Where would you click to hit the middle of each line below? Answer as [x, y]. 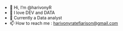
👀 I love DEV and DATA [32, 13]
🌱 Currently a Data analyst [36, 18]
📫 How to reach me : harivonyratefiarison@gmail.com [64, 23]
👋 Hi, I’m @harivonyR [31, 8]
